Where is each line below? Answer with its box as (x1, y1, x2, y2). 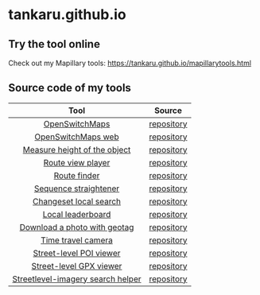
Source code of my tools (8, 81, 131, 95)
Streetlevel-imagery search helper (12, 273, 142, 284)
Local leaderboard (42, 208, 111, 219)
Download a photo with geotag (19, 221, 134, 232)
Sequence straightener (33, 183, 120, 194)
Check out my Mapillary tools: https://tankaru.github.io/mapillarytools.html (8, 58, 252, 68)
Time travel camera (41, 235, 113, 246)
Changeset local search (33, 196, 122, 207)
